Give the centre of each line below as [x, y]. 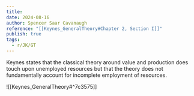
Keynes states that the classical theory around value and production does [97, 62]
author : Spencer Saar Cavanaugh [47, 23]
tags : [13, 40]
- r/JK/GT [24, 46]
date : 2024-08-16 [28, 17]
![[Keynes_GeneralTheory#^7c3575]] [52, 86]
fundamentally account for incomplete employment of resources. [86, 75]
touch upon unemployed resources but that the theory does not [85, 68]
